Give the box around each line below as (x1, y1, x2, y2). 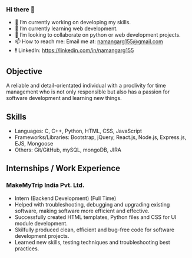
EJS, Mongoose (14, 140, 54, 147)
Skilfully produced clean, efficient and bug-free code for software (14, 226, 175, 233)
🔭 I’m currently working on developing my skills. (14, 19, 131, 26)
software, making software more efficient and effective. (14, 207, 150, 214)
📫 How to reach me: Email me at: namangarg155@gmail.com (14, 38, 163, 45)
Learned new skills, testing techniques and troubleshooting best (14, 238, 171, 246)
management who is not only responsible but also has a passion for (6, 88, 170, 95)
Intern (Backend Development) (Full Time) (14, 195, 117, 202)
